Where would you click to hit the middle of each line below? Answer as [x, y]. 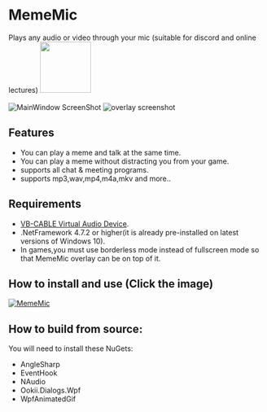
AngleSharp [40, 365]
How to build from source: [76, 329]
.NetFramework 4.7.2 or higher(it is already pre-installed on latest [129, 232]
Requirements [45, 204]
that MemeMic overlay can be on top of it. [90, 258]
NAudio [33, 382]
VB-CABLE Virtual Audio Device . [74, 224]
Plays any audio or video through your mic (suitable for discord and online [132, 37]
